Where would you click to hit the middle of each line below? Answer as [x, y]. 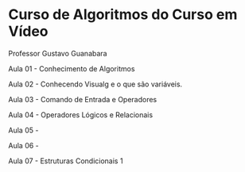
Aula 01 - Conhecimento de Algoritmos [72, 68]
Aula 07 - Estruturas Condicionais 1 [66, 161]
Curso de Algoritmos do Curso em [123, 15]
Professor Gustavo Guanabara [58, 53]
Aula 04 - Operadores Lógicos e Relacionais [81, 115]
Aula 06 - [24, 145]
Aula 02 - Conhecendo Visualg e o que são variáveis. [95, 84]
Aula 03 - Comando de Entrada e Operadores [83, 99]
